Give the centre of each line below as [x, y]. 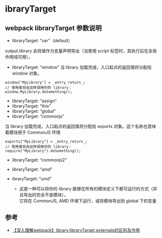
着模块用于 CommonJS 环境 [33, 132]
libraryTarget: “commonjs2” [39, 160]
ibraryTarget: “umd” [32, 179]
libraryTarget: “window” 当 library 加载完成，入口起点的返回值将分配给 [82, 67]
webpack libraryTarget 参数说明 [53, 28]
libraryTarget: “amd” [32, 169]
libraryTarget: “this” [31, 106]
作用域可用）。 [19, 57]
